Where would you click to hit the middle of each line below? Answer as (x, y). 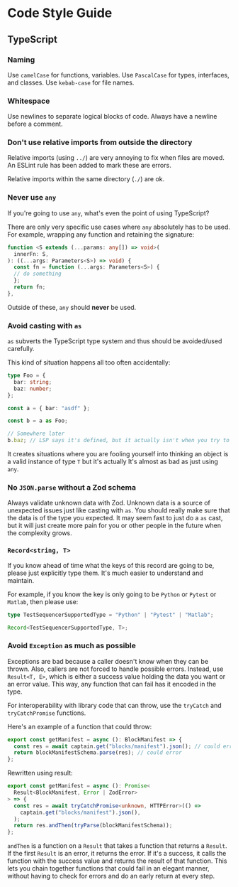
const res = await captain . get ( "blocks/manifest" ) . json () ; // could (117, 746)
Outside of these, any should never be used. (72, 307)
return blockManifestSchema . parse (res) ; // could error (98, 753)
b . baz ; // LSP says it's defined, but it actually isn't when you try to (119, 441)
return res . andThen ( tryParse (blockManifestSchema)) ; (93, 826)
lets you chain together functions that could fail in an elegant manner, (109, 869)
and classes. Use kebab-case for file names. (71, 82)
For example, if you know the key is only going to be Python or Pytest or (112, 594)
